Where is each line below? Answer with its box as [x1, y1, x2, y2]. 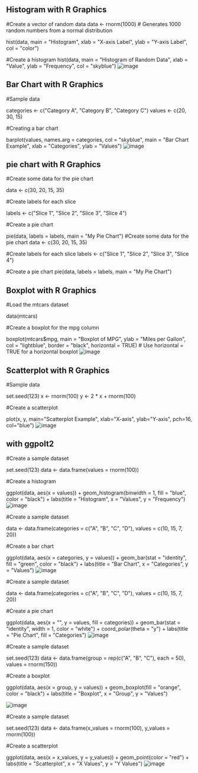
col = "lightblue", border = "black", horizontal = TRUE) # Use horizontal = [6, 342, 184, 349]
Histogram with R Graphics [6, 5, 107, 15]
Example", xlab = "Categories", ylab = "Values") [6, 142, 122, 149]
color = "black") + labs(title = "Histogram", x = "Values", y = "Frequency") [6, 495, 186, 503]
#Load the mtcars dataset [6, 301, 69, 308]
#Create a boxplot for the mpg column [6, 324, 99, 331]
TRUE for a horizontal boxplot [6, 348, 78, 355]
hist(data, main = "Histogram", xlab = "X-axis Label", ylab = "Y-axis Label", [6, 38, 188, 45]
